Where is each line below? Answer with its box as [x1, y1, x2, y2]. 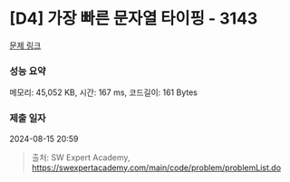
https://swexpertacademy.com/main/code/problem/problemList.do [31, 162, 282, 173]
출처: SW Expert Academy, [31, 151, 130, 163]
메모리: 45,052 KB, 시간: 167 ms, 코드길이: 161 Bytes [9, 87, 198, 98]
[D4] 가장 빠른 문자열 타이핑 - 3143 [9, 8, 258, 29]
